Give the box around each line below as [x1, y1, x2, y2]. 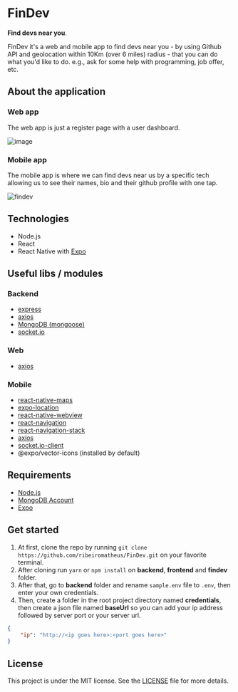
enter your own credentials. [17, 588, 99, 597]
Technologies [7, 213, 70, 225]
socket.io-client [17, 441, 64, 450]
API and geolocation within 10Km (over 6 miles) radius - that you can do [7, 50, 218, 58]
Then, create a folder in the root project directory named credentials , [17, 596, 222, 604]
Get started [7, 524, 59, 536]
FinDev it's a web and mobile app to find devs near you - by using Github [7, 42, 222, 51]
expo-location [17, 404, 59, 412]
